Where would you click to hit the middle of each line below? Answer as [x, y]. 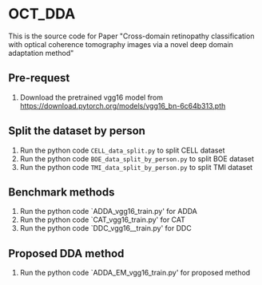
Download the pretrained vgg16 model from [91, 97]
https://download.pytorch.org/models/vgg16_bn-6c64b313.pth [123, 105]
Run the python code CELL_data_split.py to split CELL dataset [122, 150]
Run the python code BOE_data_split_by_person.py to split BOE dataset [137, 158]
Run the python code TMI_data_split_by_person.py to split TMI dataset [136, 167]
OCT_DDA [42, 14]
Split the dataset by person [77, 131]
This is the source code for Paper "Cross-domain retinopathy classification [131, 36]
